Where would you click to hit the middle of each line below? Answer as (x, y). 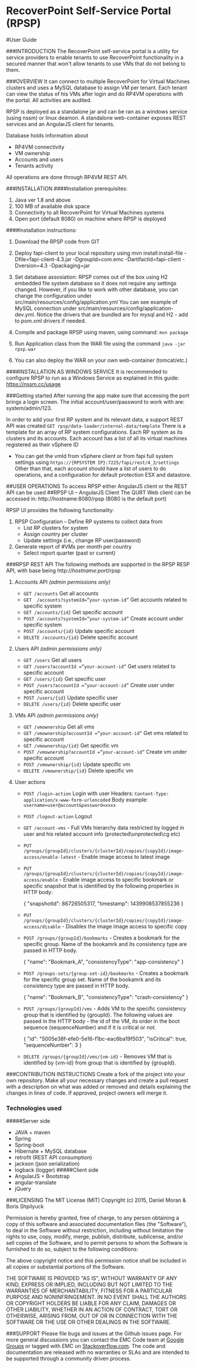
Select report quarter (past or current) (69, 553)
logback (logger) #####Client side (56, 1170)
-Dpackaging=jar (69, 265)
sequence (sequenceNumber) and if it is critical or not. (90, 1027)
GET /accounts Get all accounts (61, 593)
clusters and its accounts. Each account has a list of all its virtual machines (97, 438)
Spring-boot (29, 1145)
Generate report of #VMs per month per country (73, 546)
